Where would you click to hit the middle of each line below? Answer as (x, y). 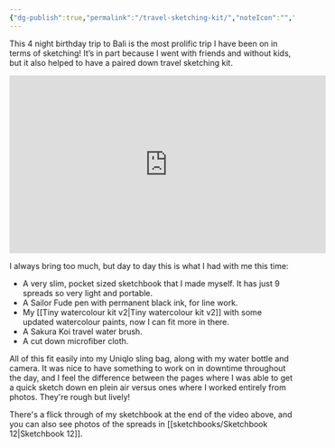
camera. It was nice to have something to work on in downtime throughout (148, 368)
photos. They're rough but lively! (70, 397)
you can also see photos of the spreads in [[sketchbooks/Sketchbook (139, 424)
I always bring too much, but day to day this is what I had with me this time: (149, 266)
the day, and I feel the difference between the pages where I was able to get (151, 378)
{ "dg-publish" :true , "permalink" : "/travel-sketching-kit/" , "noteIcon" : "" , (151, 18)
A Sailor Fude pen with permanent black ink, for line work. (130, 303)
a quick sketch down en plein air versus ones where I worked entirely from (148, 387)
